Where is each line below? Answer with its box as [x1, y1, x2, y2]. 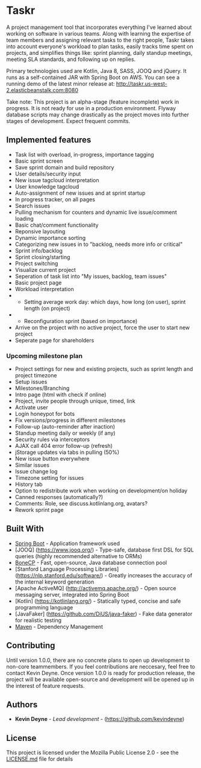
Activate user [14, 404, 48, 411]
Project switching [14, 260, 58, 267]
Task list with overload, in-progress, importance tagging [14, 151, 155, 158]
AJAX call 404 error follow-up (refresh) [14, 442, 113, 450]
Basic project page [14, 279, 62, 286]
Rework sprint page [14, 506, 64, 514]
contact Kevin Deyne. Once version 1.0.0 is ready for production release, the [6, 669, 196, 676]
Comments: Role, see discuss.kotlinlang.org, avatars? [14, 500, 148, 507]
